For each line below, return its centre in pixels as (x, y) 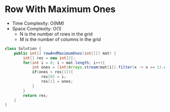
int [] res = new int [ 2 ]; (49, 58)
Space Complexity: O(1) (37, 28)
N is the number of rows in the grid (56, 34)
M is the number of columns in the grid (60, 39)
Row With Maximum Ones (60, 9)
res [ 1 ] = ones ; (57, 82)
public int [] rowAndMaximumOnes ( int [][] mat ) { (65, 53)
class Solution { (23, 48)
